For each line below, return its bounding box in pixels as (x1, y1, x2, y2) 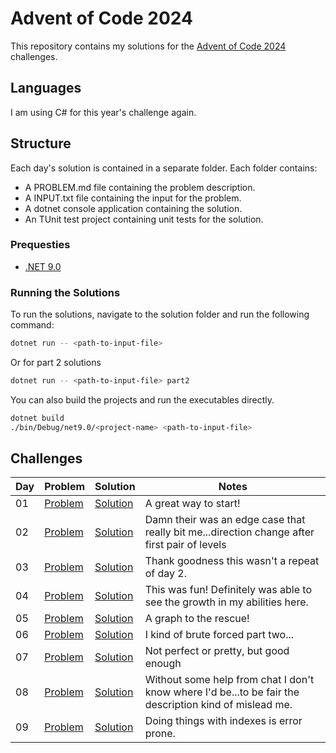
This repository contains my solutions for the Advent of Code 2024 (10, 40, 287, 52)
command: (10, 319, 55, 331)
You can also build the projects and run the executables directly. (10, 393, 275, 406)
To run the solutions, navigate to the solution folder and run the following (10, 308, 310, 321)
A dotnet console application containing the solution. (24, 202, 243, 214)
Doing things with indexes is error (144, 714, 303, 728)
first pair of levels (144, 538, 227, 552)
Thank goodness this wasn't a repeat (144, 554, 320, 568)
